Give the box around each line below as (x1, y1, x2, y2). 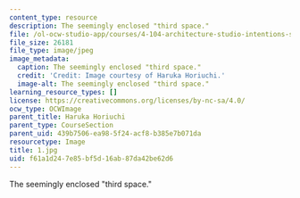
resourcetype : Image (9, 137, 87, 146)
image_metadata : (9, 54, 70, 63)
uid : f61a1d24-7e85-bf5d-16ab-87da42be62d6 (9, 153, 174, 163)
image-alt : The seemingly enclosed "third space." (17, 79, 210, 88)
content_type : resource (9, 12, 98, 22)
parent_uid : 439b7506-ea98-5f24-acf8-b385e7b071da (9, 129, 202, 138)
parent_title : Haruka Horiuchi (9, 112, 126, 121)
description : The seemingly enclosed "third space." (9, 21, 210, 30)
